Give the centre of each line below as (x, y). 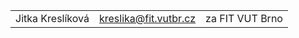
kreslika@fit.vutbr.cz (147, 18)
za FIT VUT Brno (244, 18)
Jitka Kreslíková (52, 18)
